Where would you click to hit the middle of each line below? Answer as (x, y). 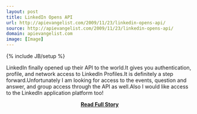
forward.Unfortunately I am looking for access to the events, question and (96, 80)
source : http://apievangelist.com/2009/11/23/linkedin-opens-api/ (90, 28)
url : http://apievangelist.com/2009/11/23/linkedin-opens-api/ (86, 23)
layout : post (22, 12)
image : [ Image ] (25, 39)
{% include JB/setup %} (36, 56)
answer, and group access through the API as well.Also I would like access (97, 86)
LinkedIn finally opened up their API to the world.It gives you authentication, (99, 68)
